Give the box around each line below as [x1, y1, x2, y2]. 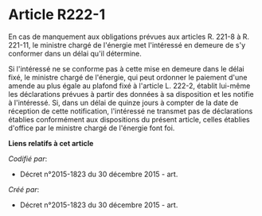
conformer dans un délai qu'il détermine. [8, 48, 142, 58]
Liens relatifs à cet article [8, 138, 94, 148]
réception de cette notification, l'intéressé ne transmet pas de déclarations [8, 106, 253, 116]
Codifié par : [8, 153, 48, 164]
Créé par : [8, 184, 40, 194]
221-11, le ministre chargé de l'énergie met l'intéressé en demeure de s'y [8, 40, 246, 49]
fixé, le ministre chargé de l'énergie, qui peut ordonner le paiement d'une [8, 72, 248, 82]
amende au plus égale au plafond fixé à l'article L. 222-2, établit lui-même [8, 81, 251, 91]
